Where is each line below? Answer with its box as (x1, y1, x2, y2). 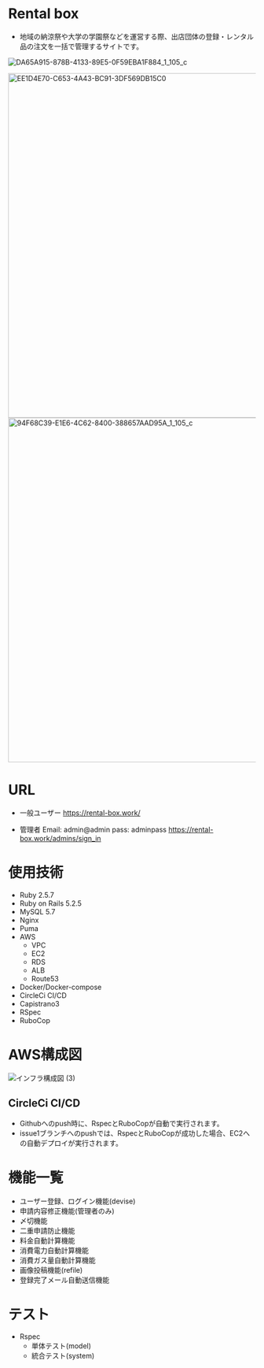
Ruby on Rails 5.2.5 (19, 899, 82, 908)
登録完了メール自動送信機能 (19, 1275, 110, 1285)
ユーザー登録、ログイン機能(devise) (19, 1196, 136, 1206)
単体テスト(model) (31, 1341, 92, 1351)
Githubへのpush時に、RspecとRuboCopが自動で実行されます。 (19, 1118, 224, 1128)
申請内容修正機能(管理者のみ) (19, 1206, 115, 1215)
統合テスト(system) (31, 1351, 95, 1361)
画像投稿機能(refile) (19, 1265, 83, 1274)
